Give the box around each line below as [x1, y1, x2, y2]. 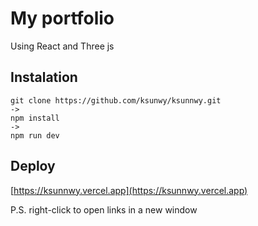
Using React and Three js [10, 40, 115, 52]
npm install [10, 113, 60, 123]
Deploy [10, 158, 56, 175]
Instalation [10, 69, 78, 86]
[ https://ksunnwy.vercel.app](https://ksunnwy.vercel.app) [10, 184, 248, 196]
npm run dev [10, 130, 60, 141]
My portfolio [10, 7, 115, 30]
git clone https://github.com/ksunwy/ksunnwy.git [10, 95, 222, 106]
